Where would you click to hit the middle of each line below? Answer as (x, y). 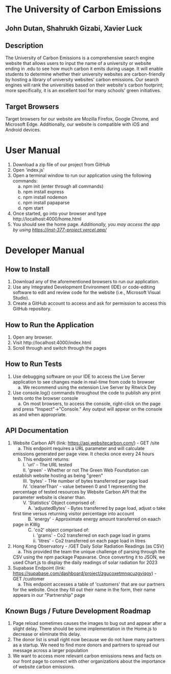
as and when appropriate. (40, 414)
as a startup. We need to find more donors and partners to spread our (86, 645)
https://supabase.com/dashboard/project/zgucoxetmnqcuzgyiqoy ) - (84, 573)
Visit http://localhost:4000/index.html (52, 342)
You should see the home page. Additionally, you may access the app (86, 224)
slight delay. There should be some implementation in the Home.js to (85, 629)
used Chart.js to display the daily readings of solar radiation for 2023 (85, 562)
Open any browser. (33, 337)
